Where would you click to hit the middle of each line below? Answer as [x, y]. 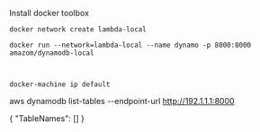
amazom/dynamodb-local [52, 53]
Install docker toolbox [49, 13]
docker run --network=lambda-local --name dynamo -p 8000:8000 [130, 45]
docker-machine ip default [60, 84]
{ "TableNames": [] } [47, 119]
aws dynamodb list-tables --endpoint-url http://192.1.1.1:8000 [122, 101]
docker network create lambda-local [78, 30]
